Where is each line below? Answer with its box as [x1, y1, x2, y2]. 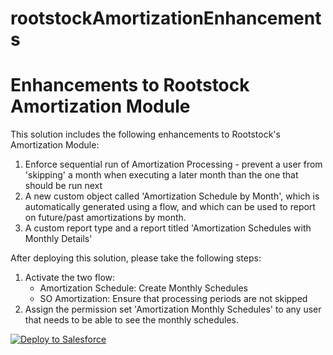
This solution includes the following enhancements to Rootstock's [10, 128, 281, 141]
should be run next [24, 180, 103, 192]
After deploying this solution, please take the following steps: [10, 252, 262, 264]
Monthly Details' [24, 233, 93, 245]
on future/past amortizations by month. [24, 212, 187, 224]
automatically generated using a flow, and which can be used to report [24, 201, 316, 213]
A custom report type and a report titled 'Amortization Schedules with [24, 222, 312, 234]
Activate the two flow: [24, 272, 116, 284]
